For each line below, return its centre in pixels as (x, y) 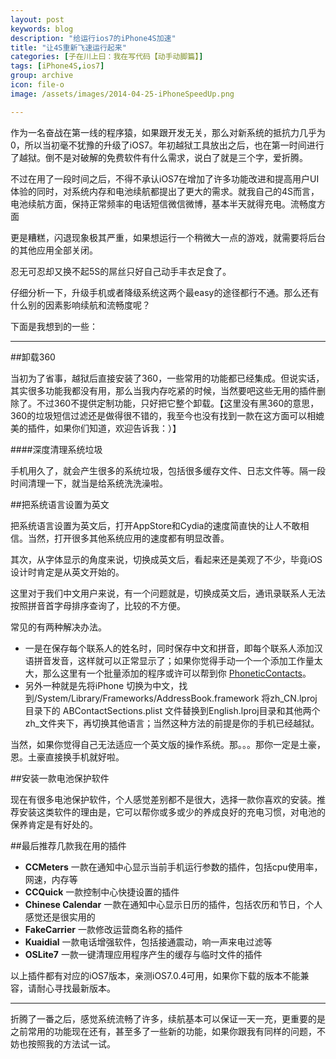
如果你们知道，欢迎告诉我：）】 (117, 428)
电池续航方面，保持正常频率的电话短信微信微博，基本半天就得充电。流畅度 (163, 203)
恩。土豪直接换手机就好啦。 (67, 757)
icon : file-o (37, 85)
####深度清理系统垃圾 (56, 449)
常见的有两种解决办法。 (58, 627)
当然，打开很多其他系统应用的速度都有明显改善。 (128, 538)
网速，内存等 (51, 879)
